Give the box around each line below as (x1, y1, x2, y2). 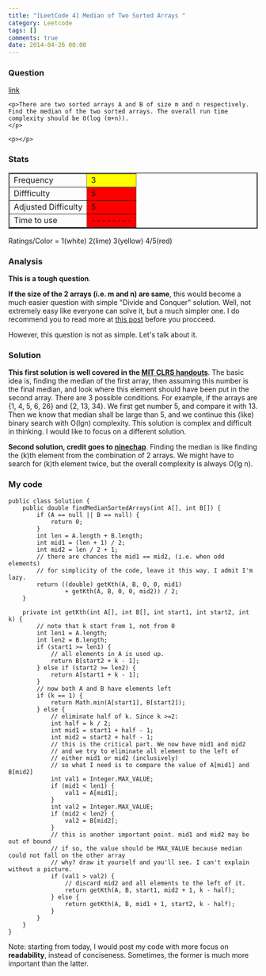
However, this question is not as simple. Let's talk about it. (8, 330, 198, 340)
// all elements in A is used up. (50, 650, 165, 658)
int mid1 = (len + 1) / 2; (36, 538, 126, 546)
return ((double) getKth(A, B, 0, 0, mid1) (36, 581, 182, 588)
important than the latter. (8, 959, 89, 968)
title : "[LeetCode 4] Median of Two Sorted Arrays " (8, 11, 186, 20)
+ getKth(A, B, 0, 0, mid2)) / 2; (64, 587, 179, 596)
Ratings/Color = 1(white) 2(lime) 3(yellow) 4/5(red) (8, 236, 173, 245)
